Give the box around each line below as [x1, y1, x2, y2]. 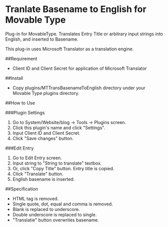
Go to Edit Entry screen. [12, 155, 62, 161]
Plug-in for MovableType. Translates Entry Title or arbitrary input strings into [5, 31, 163, 37]
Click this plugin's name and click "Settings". [12, 125, 106, 131]
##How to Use [5, 99, 35, 106]
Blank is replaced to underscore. [12, 206, 80, 212]
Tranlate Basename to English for [5, 4, 147, 15]
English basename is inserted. [12, 176, 75, 182]
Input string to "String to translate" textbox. [12, 160, 102, 166]
